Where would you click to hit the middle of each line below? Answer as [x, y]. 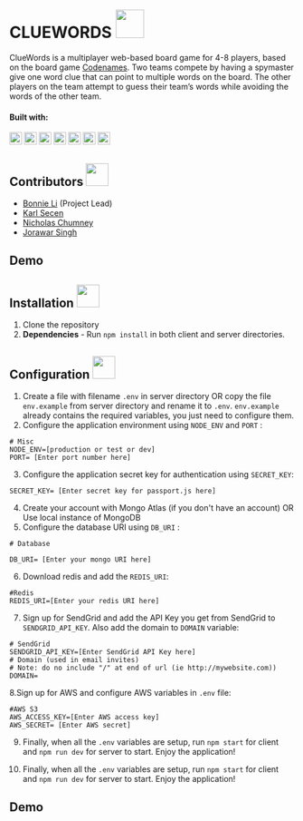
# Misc [22, 441]
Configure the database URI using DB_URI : [101, 527]
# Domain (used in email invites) [75, 660]
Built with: [29, 117]
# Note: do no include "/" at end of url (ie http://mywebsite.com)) [143, 668]
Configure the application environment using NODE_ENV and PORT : [142, 425]
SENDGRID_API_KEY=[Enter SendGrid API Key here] [103, 652]
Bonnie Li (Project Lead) [67, 203]
